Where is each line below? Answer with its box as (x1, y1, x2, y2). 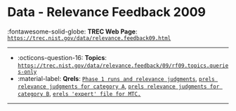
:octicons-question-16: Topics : (17, 53, 107, 61)
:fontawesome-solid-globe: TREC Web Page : (7, 27, 138, 36)
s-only (17, 68, 37, 75)
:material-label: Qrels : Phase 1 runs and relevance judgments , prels (17, 74, 216, 82)
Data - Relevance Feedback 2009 (7, 4, 206, 20)
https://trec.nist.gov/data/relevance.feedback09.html (7, 34, 171, 42)
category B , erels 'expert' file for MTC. (17, 89, 141, 98)
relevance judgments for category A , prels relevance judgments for (17, 82, 220, 90)
